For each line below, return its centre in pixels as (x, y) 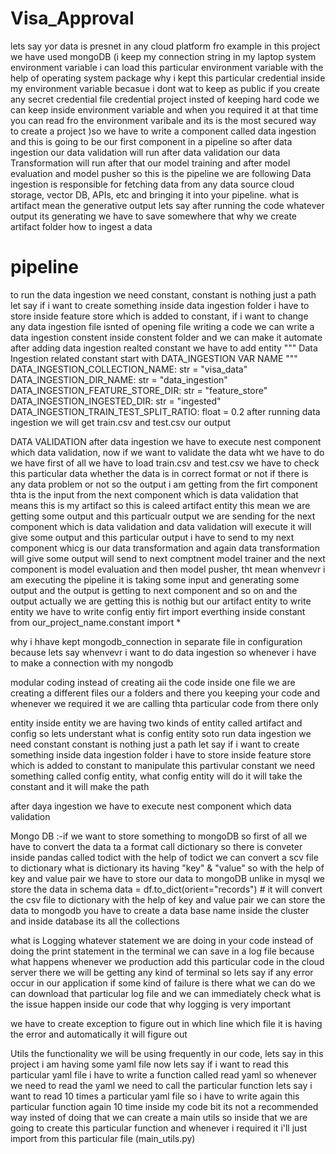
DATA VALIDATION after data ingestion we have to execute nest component (166, 441)
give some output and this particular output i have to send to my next (152, 537)
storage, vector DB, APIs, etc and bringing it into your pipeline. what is (155, 194)
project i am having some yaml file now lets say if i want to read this (149, 1064)
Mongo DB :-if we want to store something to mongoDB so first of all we (159, 836)
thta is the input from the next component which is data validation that (154, 494)
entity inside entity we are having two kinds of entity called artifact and (156, 723)
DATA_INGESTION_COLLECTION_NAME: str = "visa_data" (129, 369)
